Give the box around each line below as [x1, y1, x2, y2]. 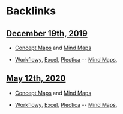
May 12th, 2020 [6, 74, 66, 84]
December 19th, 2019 [6, 28, 88, 39]
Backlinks [6, 4, 56, 18]
